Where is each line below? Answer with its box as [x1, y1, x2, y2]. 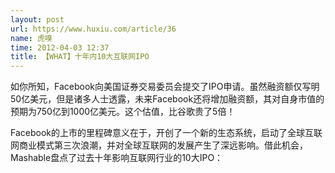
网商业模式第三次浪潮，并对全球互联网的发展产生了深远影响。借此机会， [10, 139, 308, 151]
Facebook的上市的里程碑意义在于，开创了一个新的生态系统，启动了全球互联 [10, 127, 323, 139]
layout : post [10, 14, 65, 25]
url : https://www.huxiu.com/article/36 [10, 24, 177, 34]
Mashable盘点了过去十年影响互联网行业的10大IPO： [10, 152, 224, 164]
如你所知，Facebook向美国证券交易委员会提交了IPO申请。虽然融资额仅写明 [10, 81, 320, 93]
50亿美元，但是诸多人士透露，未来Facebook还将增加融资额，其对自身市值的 [10, 93, 325, 105]
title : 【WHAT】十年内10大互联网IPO [10, 52, 150, 62]
